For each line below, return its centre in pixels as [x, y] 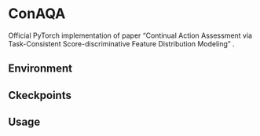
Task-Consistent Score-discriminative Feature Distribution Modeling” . [121, 43]
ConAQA [37, 14]
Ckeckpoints [40, 95]
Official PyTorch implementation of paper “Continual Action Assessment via [130, 35]
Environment [40, 69]
